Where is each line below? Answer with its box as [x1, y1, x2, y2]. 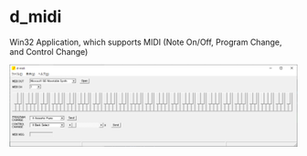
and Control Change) [9, 46, 89, 57]
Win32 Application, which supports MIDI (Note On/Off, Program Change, [9, 36, 282, 47]
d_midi [9, 6, 62, 27]
